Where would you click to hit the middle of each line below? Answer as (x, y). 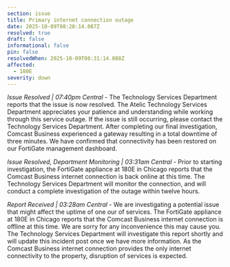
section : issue (29, 13)
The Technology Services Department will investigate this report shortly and (115, 234)
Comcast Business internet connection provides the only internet (99, 248)
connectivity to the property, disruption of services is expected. (97, 256)
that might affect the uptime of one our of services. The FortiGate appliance (114, 212)
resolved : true (29, 33)
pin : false (23, 52)
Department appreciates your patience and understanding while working (110, 112)
